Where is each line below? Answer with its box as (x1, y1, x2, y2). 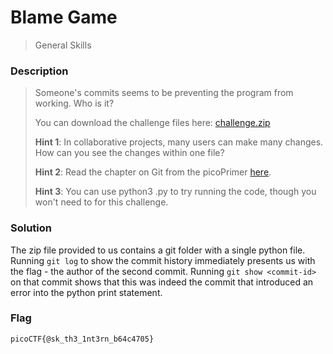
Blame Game (10, 6, 118, 29)
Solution (10, 221, 53, 235)
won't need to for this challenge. (34, 196, 169, 208)
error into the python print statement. (10, 286, 163, 298)
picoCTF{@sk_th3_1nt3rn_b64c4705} (10, 334, 155, 344)
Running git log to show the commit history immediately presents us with (10, 254, 316, 266)
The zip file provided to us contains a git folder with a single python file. (10, 244, 306, 256)
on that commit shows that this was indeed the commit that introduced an (10, 276, 314, 288)
